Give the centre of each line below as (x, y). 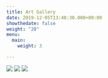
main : (19, 40)
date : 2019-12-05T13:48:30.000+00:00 (54, 18)
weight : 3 (30, 46)
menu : (13, 35)
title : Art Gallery (31, 12)
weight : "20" (23, 29)
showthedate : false (31, 23)
